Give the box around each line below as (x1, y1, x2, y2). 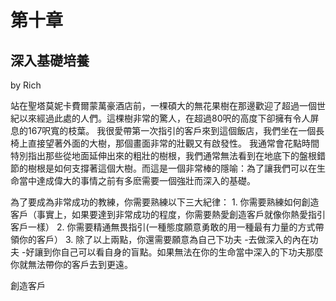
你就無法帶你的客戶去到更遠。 (10, 259, 133, 270)
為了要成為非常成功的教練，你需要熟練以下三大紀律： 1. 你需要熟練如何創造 (10, 196, 320, 208)
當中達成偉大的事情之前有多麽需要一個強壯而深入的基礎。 (18, 175, 256, 186)
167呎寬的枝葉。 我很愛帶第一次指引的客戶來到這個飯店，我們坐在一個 (27, 125, 317, 136)
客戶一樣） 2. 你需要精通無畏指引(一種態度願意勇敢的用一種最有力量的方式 (10, 221, 316, 233)
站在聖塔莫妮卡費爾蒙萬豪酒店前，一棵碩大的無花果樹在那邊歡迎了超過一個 (10, 100, 317, 111)
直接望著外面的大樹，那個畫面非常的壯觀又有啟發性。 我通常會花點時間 (27, 137, 320, 149)
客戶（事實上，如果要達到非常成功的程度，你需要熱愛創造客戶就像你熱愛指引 (10, 209, 326, 220)
